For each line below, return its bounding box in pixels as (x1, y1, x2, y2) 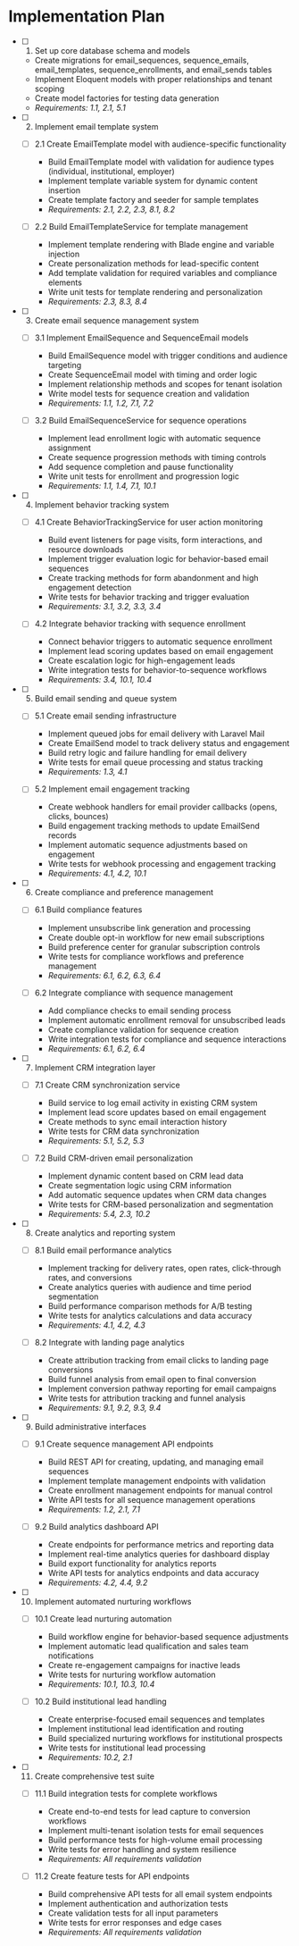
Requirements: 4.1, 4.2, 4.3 (47, 1320, 146, 1330)
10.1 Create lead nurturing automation (34, 1613, 172, 1623)
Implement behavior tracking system (34, 499, 170, 510)
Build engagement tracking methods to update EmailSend (47, 820, 261, 832)
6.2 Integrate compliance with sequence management (34, 987, 234, 998)
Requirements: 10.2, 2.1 (47, 1752, 133, 1763)
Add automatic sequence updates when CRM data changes (47, 1189, 267, 1200)
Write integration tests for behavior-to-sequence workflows (47, 665, 267, 675)
